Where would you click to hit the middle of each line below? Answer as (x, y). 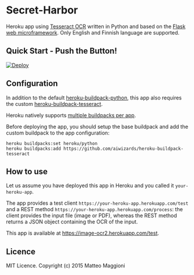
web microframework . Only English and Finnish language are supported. (93, 32)
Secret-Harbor (42, 10)
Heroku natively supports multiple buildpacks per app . (71, 115)
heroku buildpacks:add (33, 149)
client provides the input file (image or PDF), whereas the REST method (92, 216)
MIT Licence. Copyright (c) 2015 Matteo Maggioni (66, 266)
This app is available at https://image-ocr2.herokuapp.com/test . (82, 233)
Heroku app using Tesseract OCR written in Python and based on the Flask (96, 26)
